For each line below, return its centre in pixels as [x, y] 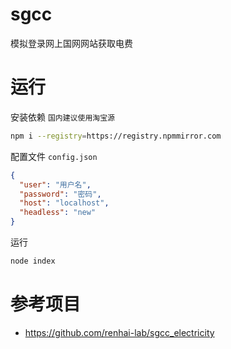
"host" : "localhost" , [64, 203]
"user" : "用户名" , [55, 184]
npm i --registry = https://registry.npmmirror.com [116, 136]
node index [33, 261]
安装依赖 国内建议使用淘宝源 [62, 117]
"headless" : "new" [58, 213]
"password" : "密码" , [60, 194]
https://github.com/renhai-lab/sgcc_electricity [119, 332]
